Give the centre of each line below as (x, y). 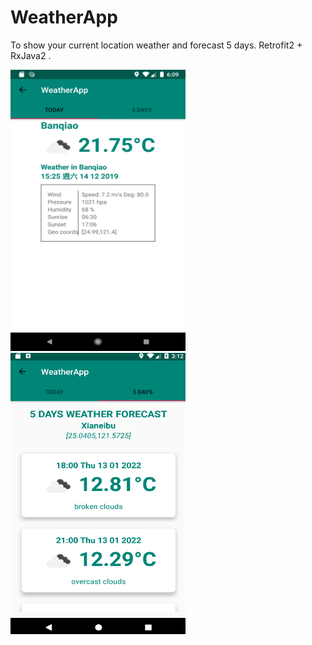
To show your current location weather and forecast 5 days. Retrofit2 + (156, 45)
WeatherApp (64, 17)
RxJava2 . (31, 55)
